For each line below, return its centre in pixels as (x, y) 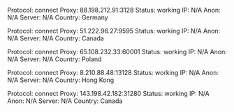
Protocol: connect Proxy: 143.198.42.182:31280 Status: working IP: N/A (108, 94)
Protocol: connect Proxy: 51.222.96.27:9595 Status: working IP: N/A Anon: (114, 31)
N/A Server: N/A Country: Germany (58, 17)
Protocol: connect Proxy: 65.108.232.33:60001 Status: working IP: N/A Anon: (117, 52)
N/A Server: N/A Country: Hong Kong (61, 80)
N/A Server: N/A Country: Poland (54, 59)
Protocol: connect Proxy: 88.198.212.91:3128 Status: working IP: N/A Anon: (114, 10)
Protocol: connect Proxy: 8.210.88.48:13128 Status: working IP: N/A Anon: (113, 73)
